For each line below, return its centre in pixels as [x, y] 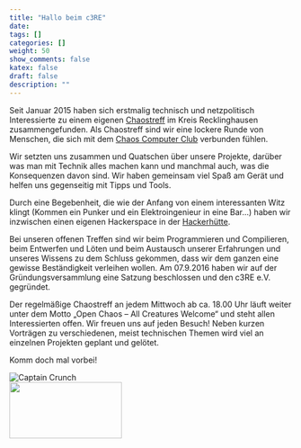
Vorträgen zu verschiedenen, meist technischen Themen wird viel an [137, 333]
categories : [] [38, 43]
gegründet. [30, 287]
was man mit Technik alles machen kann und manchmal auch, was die [139, 166]
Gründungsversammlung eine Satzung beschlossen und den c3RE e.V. [140, 277]
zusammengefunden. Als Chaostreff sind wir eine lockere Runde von [137, 129]
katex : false [34, 68]
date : [19, 26]
